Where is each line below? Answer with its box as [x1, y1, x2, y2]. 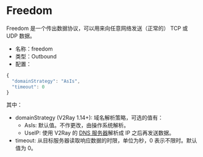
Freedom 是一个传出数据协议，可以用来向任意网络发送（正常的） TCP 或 [6, 24, 188, 32]
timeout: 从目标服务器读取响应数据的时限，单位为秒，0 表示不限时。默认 [15, 137, 198, 144]
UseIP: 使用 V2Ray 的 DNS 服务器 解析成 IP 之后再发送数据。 [24, 129, 175, 137]
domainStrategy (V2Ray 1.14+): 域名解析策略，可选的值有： [15, 114, 163, 122]
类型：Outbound [15, 52, 57, 60]
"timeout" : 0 [12, 83, 45, 90]
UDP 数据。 [6, 32, 35, 40]
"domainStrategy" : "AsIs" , [12, 78, 80, 84]
